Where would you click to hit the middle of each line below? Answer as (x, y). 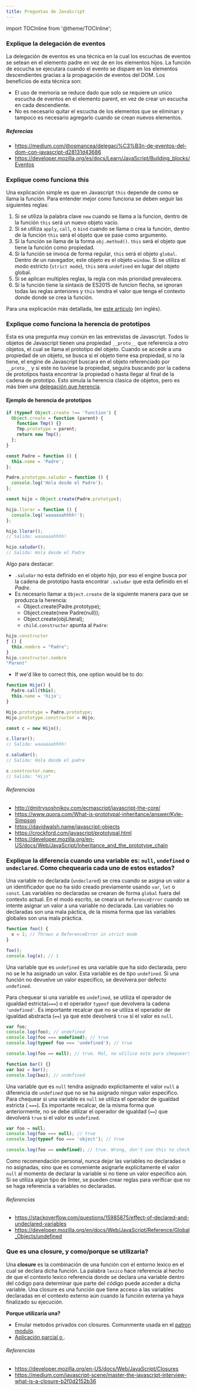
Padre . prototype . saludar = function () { (57, 477)
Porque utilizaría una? (33, 1313)
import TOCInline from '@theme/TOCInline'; (59, 28)
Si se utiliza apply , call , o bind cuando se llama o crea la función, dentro (102, 229)
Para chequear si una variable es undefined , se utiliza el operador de (89, 997)
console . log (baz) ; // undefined (45, 1075)
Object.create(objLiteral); (53, 619)
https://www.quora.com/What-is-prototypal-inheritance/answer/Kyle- (99, 814)
